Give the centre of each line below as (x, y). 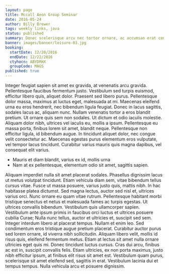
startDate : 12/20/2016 (33, 52)
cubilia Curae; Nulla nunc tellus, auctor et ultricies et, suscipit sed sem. (79, 218)
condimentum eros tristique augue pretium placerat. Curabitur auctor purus (83, 229)
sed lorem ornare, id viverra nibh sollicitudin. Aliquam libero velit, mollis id (81, 234)
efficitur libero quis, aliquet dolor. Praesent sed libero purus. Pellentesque (81, 96)
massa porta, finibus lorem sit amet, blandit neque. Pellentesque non (76, 128)
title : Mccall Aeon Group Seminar (41, 15)
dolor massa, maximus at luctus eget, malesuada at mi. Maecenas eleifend (82, 101)
